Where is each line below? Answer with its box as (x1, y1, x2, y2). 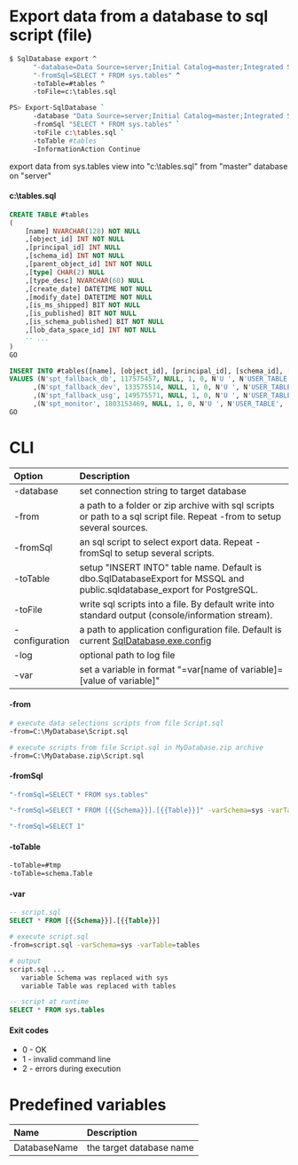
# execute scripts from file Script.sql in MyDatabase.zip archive (9, 743, 264, 752)
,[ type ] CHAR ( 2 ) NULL (25, 268, 105, 277)
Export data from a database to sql (9, 6, 269, 27)
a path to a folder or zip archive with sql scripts (79, 499, 275, 511)
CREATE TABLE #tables (9, 210, 90, 219)
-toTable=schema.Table (9, 870, 93, 878)
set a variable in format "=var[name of (79, 663, 239, 675)
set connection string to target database (79, 484, 247, 497)
